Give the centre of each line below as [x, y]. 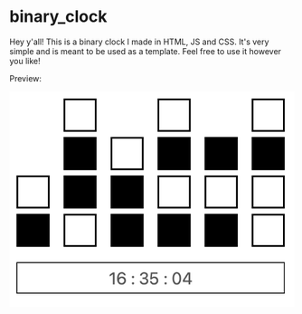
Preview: [26, 78]
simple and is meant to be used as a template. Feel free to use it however [146, 51]
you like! [25, 61]
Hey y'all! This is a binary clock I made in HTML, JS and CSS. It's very [139, 42]
